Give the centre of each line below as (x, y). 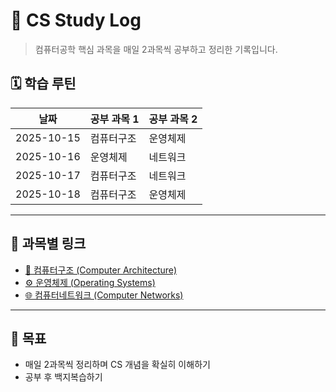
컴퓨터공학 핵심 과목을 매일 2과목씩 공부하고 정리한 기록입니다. (156, 49)
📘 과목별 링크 (48, 244)
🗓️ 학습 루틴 (43, 84)
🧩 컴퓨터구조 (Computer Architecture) (101, 270)
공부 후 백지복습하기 (63, 377)
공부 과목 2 (173, 119)
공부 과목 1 (114, 119)
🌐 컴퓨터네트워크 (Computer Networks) (104, 295)
